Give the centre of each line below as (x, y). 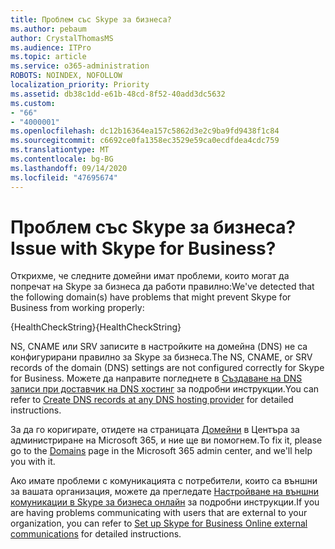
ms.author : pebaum (48, 29)
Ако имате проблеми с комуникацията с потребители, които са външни (164, 481)
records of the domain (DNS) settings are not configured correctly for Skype (167, 368)
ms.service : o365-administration (80, 66)
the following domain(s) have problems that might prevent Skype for (151, 297)
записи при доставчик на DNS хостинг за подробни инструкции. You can (165, 389)
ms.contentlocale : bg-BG (62, 159)
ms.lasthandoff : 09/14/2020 (69, 168)
